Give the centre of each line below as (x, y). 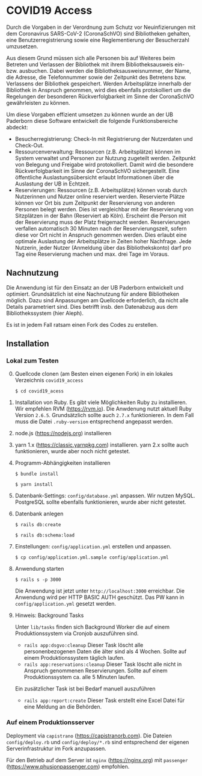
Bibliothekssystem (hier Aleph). (45, 313)
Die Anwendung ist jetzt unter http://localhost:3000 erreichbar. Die (100, 591)
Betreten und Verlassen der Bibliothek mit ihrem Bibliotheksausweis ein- (96, 64)
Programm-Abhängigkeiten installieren (63, 463)
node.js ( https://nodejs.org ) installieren (63, 433)
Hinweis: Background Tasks (49, 615)
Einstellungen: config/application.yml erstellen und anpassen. (93, 547)
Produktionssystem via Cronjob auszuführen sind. (77, 633)
